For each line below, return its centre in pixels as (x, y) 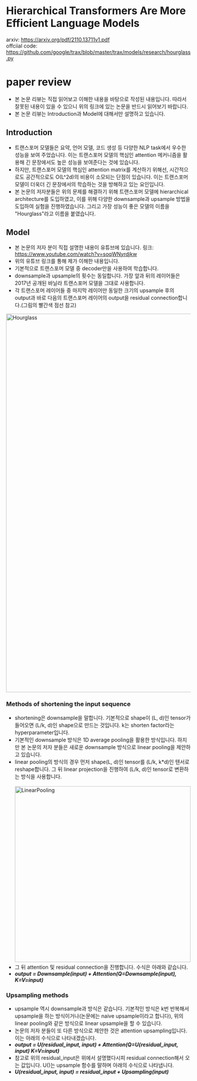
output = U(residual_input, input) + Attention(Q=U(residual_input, (96, 1045)
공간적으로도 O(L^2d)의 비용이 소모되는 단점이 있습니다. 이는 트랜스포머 (107, 177)
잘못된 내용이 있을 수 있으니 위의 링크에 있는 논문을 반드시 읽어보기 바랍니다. (101, 106)
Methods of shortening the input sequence (68, 704)
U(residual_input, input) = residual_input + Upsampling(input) (91, 1072)
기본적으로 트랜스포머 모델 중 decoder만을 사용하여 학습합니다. (86, 268)
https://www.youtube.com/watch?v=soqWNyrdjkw (76, 254)
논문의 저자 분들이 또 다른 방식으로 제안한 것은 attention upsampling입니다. (101, 1031)
